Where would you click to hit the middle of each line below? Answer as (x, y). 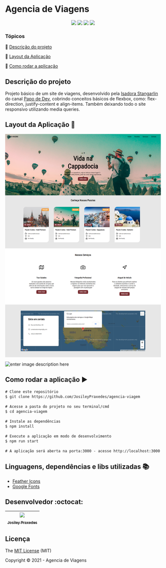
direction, (15, 104)
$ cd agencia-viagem (26, 411)
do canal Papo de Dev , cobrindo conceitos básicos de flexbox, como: (76, 99)
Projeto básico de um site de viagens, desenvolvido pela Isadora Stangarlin (82, 94)
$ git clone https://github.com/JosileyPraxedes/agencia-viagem (73, 397)
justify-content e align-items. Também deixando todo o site (85, 104)
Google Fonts (26, 486)
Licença (18, 539)
